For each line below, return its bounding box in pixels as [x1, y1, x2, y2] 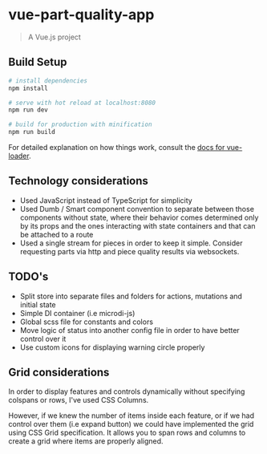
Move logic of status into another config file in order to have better [19, 325, 241, 334]
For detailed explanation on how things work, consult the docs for [8, 143, 225, 152]
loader [8, 151, 30, 160]
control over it [19, 334, 67, 343]
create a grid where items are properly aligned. [8, 436, 164, 446]
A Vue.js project [27, 32, 82, 42]
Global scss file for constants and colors [19, 317, 154, 326]
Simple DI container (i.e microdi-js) [19, 308, 136, 318]
